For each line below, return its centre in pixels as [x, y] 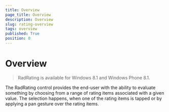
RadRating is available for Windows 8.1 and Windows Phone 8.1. [84, 77]
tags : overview [21, 29]
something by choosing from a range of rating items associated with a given [85, 93]
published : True [22, 34]
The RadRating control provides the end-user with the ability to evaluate [80, 88]
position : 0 [18, 39]
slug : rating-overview [29, 24]
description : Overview [29, 19]
